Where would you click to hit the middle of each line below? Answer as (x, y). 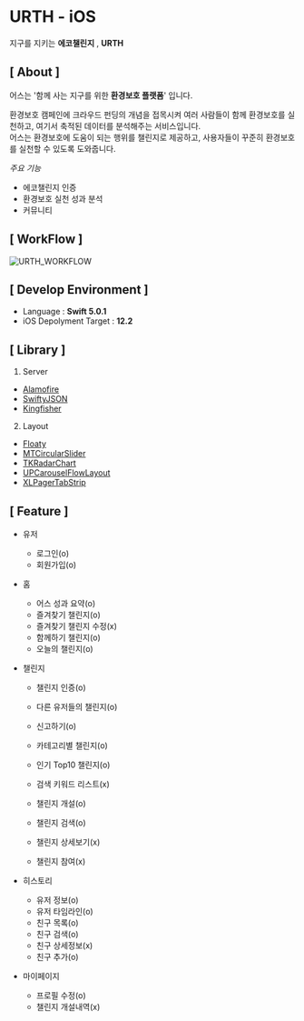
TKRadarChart (49, 463)
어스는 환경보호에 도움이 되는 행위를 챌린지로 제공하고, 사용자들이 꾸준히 (137, 137)
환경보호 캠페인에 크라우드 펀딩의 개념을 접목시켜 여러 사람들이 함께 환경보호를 (147, 115)
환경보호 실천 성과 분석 (63, 198)
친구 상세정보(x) (64, 946)
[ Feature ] (39, 511)
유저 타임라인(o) (64, 911)
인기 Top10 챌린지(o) (73, 765)
